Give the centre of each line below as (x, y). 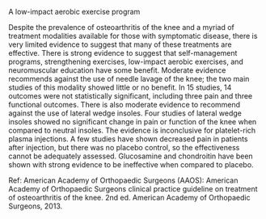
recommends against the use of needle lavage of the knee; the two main (129, 79)
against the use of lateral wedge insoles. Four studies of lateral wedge (125, 113)
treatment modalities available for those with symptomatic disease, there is (133, 36)
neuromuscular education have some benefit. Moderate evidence (117, 70)
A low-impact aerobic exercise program (74, 12)
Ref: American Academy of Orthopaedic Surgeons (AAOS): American (123, 180)
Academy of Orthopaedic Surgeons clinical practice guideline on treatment (133, 189)
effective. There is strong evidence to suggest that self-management (123, 53)
